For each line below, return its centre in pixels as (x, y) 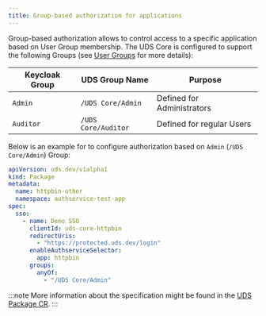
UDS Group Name (115, 79)
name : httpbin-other (49, 191)
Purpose (205, 79)
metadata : (25, 184)
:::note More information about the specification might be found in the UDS (130, 295)
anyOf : (47, 272)
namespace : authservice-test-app (70, 199)
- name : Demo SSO (51, 221)
